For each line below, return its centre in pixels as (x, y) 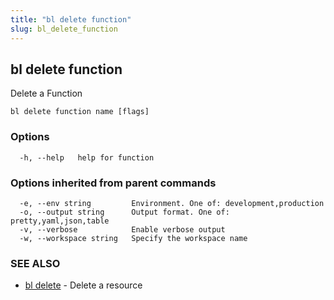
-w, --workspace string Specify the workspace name (133, 238)
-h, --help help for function (87, 157)
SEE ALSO (35, 263)
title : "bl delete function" (71, 19)
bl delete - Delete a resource (83, 285)
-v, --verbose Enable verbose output (122, 229)
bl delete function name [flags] (80, 112)
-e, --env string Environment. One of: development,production (172, 203)
